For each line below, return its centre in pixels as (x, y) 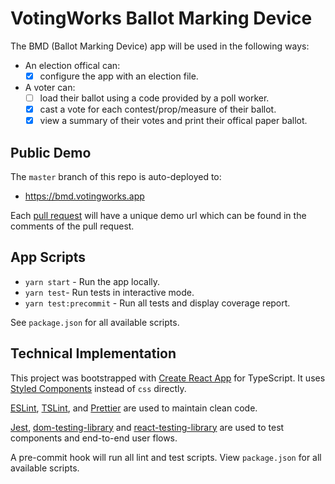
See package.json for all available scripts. (95, 322)
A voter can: (50, 87)
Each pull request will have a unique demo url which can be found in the (158, 215)
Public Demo (51, 152)
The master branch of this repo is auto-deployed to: (116, 176)
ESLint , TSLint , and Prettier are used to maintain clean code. (134, 408)
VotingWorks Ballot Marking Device (161, 18)
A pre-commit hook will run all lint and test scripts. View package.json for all (166, 457)
